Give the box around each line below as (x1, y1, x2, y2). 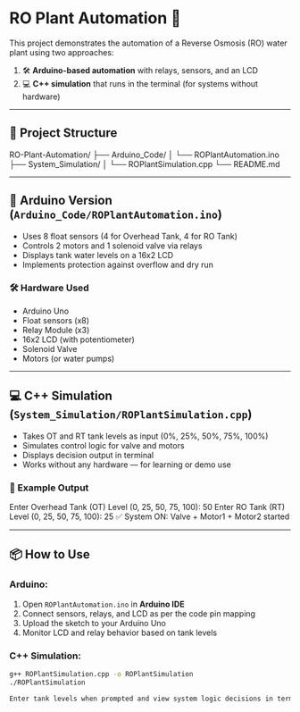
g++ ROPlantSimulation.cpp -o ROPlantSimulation (9, 669, 194, 678)
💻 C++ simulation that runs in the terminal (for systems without (21, 78, 259, 88)
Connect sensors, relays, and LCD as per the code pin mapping (21, 607, 256, 619)
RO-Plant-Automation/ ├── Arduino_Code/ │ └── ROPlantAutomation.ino (9, 149, 279, 160)
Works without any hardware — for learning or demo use (21, 459, 232, 470)
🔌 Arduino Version (9, 193, 113, 208)
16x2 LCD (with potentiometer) (21, 334, 136, 345)
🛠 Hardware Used (9, 281, 89, 294)
